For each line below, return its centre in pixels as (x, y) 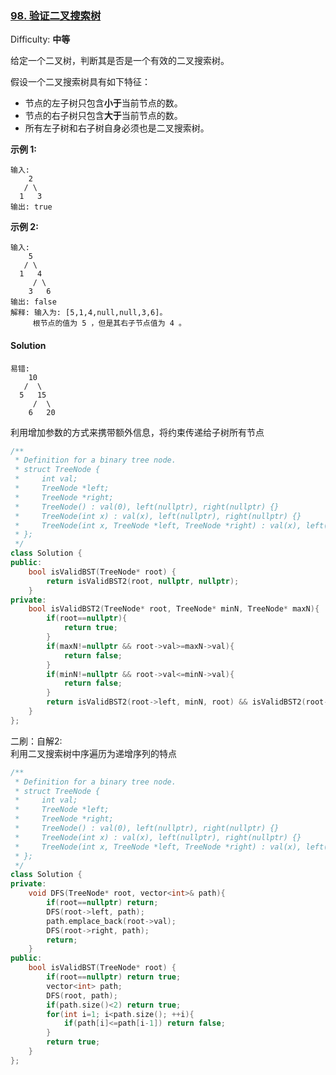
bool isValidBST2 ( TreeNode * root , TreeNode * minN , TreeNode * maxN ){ (174, 609)
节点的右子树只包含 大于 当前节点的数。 (103, 116)
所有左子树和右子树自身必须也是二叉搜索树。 (117, 128)
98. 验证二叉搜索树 (56, 15)
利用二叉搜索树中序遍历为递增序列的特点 (93, 753)
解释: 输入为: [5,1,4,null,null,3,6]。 (89, 313)
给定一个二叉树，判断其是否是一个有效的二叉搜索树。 (120, 61)
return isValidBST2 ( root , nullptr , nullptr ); (143, 581)
